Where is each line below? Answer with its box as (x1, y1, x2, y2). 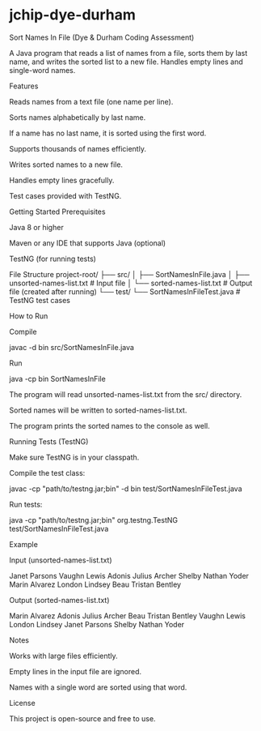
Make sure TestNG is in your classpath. (9, 452, 140, 462)
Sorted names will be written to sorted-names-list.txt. (9, 405, 187, 415)
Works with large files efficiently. (9, 651, 118, 660)
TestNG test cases (9, 295, 71, 305)
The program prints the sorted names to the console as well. (9, 421, 211, 430)
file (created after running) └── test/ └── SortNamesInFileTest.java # (9, 286, 241, 297)
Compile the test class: (9, 468, 86, 477)
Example (9, 539, 39, 549)
